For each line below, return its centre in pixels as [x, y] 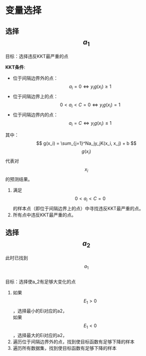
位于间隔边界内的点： [35, 115]
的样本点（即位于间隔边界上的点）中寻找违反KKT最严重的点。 [78, 208]
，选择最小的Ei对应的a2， [40, 311]
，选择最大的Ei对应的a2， [40, 335]
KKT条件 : [15, 67]
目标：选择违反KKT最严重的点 [37, 57]
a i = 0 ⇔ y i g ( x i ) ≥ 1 [90, 87]
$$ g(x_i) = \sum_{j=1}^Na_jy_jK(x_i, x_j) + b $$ [86, 143]
